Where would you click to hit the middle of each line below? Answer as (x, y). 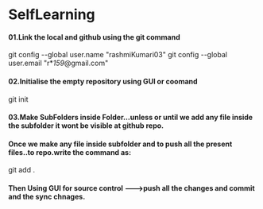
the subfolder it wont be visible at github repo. (86, 126)
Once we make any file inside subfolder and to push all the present (120, 144)
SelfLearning (52, 15)
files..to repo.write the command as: (70, 152)
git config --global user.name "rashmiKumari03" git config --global (118, 55)
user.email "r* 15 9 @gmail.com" (58, 63)
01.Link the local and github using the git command (94, 37)
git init (19, 99)
